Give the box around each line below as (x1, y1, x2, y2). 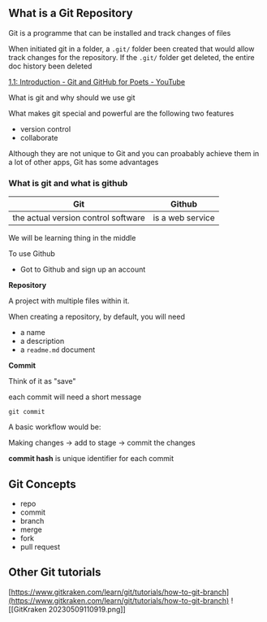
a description (19, 337, 65, 346)
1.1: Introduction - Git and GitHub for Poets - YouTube (8, 76, 185, 86)
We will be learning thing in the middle (8, 233, 136, 243)
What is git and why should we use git (8, 93, 136, 102)
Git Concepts (8, 477, 77, 491)
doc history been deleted (8, 61, 93, 71)
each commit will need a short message (8, 392, 142, 402)
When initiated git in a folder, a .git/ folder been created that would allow (8, 44, 255, 54)
